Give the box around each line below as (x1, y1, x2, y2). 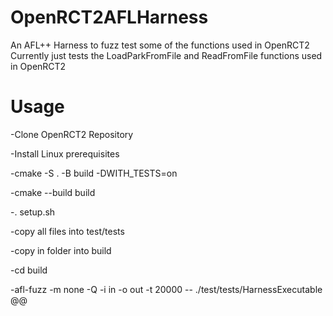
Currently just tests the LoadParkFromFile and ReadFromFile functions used (10, 49, 323, 61)
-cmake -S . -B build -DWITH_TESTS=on (10, 167, 178, 179)
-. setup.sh (10, 206, 56, 218)
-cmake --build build (10, 186, 96, 198)
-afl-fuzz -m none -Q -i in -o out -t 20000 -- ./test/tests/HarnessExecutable (10, 283, 323, 295)
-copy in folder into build (10, 244, 112, 256)
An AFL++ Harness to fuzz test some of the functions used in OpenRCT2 (10, 39, 310, 51)
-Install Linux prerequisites (10, 147, 120, 160)
